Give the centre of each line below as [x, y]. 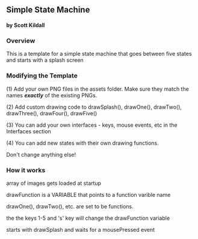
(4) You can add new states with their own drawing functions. [82, 143]
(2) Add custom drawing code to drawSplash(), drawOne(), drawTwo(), [94, 107]
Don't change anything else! [41, 154]
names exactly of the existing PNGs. [52, 95]
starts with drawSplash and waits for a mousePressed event [81, 229]
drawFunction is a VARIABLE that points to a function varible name [88, 195]
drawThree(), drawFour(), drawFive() [52, 113]
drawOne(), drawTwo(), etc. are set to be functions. [70, 206]
